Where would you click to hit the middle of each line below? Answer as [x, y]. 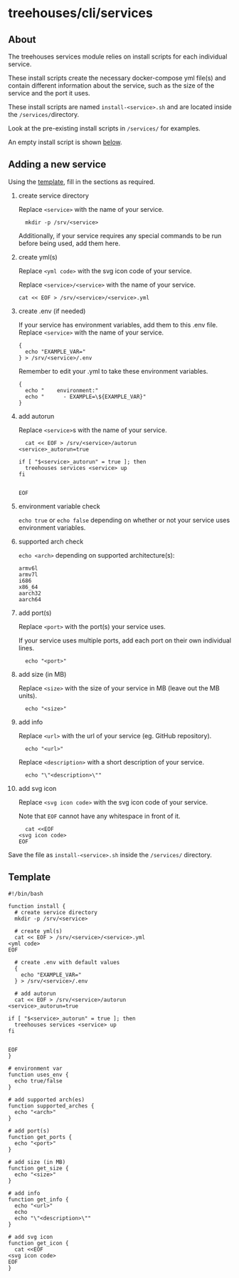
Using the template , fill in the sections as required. [82, 182]
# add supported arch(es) [46, 1100]
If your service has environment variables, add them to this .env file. [118, 324]
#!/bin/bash [26, 894]
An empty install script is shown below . [65, 142]
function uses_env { [39, 1075]
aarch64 [30, 599]
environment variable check [59, 506]
